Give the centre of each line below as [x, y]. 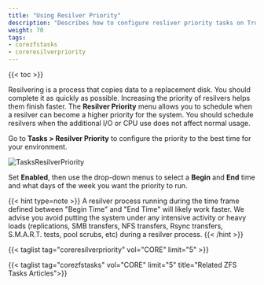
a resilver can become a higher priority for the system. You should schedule [131, 115]
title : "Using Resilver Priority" [65, 15]
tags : [17, 37]
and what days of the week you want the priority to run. [98, 185]
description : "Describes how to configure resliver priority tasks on [126, 23]
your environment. [38, 147]
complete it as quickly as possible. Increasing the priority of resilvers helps [129, 98]
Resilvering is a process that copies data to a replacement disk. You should [130, 90]
